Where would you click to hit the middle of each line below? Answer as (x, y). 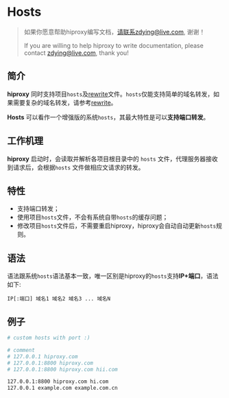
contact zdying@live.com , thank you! (76, 53)
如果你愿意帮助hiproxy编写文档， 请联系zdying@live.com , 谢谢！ (114, 32)
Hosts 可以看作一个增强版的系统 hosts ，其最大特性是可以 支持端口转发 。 (108, 117)
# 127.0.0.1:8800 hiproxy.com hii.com (62, 369)
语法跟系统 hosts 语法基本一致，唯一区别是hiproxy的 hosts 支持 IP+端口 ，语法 (113, 276)
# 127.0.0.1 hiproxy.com (43, 356)
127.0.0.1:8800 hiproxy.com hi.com (58, 382)
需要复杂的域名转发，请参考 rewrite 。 (65, 102)
